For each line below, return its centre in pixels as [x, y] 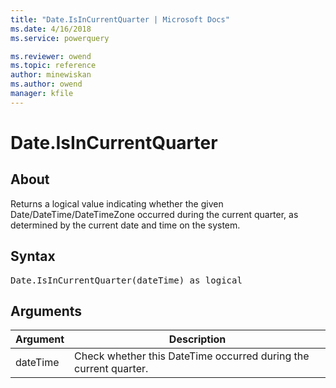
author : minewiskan [51, 75]
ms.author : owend [46, 84]
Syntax [33, 256]
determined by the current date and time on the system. [125, 225]
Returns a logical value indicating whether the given [117, 203]
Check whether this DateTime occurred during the [192, 356]
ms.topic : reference [53, 66]
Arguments [46, 311]
